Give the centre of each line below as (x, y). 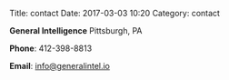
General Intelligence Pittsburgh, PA (76, 30)
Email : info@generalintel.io (60, 66)
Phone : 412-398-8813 (51, 48)
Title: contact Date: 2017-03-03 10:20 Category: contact (115, 13)
